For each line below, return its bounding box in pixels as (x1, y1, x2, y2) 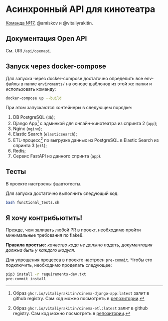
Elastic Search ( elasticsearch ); (12, 131, 77, 137)
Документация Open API (5, 34, 87, 43)
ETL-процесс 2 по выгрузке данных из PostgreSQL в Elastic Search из (12, 136, 159, 143)
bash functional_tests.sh (5, 200, 59, 205)
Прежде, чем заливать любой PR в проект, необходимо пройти (5, 227, 141, 233)
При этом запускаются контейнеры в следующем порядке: (5, 105, 133, 111)
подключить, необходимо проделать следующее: (5, 262, 112, 268)
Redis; (12, 148, 26, 154)
